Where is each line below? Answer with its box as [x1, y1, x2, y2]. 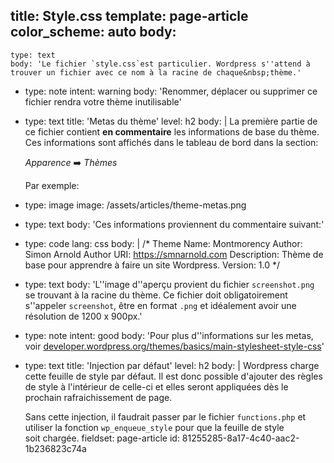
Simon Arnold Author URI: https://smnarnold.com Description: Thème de [24, 248, 324, 260]
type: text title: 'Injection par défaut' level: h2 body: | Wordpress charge [24, 359, 320, 371]
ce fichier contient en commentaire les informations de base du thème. [24, 125, 320, 138]
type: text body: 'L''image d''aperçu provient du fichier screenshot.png [24, 278, 315, 290]
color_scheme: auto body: [10, 24, 177, 41]
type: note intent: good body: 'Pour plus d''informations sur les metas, [24, 329, 314, 341]
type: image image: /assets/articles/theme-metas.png [24, 199, 247, 211]
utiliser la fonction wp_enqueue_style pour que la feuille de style [24, 421, 285, 433]
